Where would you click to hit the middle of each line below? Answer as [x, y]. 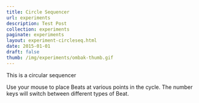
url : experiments [28, 18]
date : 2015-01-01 [28, 47]
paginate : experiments [35, 35]
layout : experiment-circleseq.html [52, 40]
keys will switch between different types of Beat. [68, 93]
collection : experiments [38, 29]
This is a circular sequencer [41, 75]
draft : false [23, 52]
